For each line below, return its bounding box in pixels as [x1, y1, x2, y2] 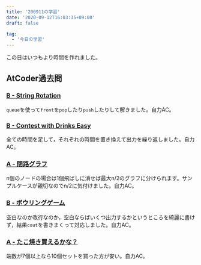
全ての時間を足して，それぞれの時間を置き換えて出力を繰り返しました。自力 [6, 136, 195, 143]
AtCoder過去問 [6, 73, 62, 83]
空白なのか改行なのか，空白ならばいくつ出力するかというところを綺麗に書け [6, 213, 196, 220]
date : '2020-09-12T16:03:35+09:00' [6, 14, 95, 20]
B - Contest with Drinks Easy [6, 121, 91, 129]
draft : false [6, 20, 39, 26]
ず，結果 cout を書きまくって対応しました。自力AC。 [6, 221, 134, 228]
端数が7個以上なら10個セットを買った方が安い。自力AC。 [6, 252, 148, 260]
